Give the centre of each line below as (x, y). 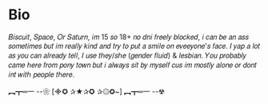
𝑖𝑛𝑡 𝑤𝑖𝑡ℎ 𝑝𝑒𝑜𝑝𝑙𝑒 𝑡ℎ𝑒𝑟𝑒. (42, 74)
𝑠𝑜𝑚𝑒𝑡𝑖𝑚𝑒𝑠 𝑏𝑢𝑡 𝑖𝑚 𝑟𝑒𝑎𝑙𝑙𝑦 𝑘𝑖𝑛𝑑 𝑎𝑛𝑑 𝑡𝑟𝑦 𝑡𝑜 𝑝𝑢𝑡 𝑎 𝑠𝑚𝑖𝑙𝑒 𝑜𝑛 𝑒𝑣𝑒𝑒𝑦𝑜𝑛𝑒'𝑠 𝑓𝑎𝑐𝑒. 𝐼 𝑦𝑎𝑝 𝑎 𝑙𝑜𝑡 (134, 46)
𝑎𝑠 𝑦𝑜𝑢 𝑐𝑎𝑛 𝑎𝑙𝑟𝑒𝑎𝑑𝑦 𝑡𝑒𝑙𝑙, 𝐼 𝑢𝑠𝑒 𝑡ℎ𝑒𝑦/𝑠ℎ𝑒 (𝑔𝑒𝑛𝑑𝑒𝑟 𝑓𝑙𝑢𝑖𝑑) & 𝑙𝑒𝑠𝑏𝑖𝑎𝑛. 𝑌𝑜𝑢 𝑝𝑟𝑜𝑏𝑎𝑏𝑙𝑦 (127, 55)
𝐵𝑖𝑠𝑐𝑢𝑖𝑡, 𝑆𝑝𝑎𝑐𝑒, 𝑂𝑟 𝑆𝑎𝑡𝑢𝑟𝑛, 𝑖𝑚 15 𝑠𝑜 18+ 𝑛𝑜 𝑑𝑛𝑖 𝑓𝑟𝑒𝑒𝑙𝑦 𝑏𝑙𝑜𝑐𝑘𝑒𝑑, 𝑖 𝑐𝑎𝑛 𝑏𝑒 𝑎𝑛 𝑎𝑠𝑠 (129, 37)
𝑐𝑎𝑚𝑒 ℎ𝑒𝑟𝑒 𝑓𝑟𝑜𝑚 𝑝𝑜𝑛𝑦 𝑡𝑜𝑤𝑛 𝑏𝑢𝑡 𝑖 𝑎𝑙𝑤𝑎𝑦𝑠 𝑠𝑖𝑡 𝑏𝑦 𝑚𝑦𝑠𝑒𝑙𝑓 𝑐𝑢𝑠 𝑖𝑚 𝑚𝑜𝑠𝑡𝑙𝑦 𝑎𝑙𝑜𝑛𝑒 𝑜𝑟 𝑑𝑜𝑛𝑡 (133, 65)
